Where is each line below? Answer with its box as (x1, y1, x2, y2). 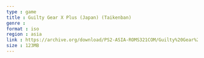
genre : (6, 20, 26, 26)
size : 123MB (6, 43, 39, 49)
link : (6, 37, 23, 43)
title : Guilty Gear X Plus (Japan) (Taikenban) (6, 14, 132, 21)
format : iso (6, 25, 39, 32)
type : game (6, 8, 36, 15)
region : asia (6, 31, 42, 37)
